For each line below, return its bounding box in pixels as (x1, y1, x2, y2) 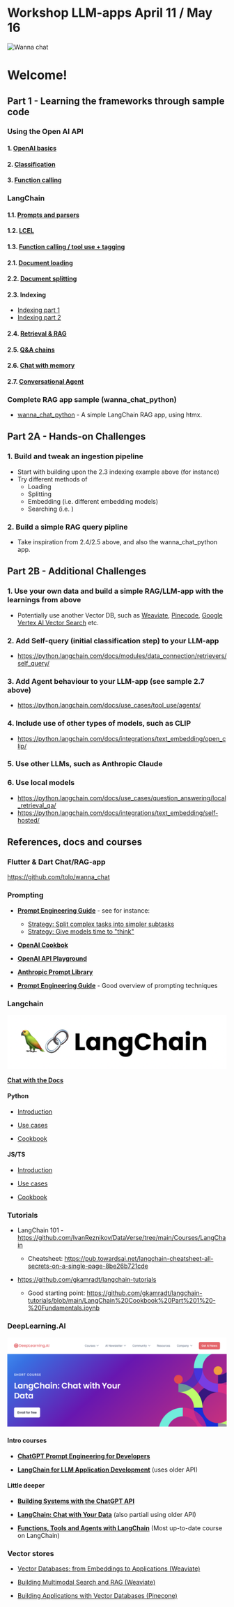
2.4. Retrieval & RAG (7, 329, 67, 338)
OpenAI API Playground (17, 954, 87, 962)
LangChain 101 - (17, 1226, 64, 1234)
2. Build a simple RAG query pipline (7, 522, 128, 532)
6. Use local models (7, 778, 75, 788)
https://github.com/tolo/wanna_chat (7, 873, 110, 881)
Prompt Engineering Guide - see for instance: (17, 906, 150, 915)
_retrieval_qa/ (17, 801, 57, 809)
